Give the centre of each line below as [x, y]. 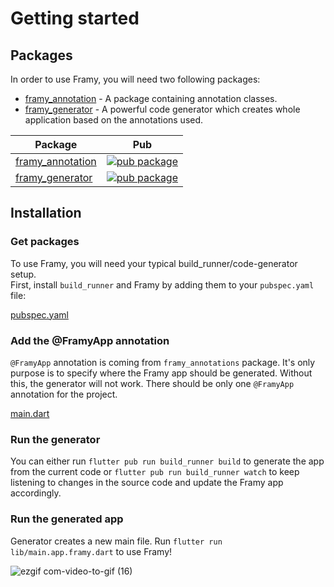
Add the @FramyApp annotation [90, 340]
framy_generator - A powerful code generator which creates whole [162, 109]
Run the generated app [67, 519]
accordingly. [36, 493]
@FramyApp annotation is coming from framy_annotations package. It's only [163, 362]
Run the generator [55, 439]
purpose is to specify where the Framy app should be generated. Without [161, 373]
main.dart [30, 413]
